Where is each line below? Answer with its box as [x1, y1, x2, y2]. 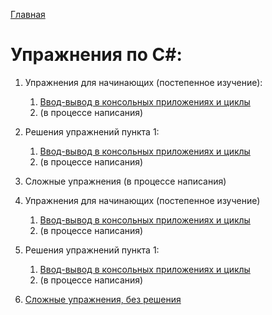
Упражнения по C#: [10, 44, 183, 66]
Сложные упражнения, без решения [24, 293, 182, 305]
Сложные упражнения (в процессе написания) [24, 175, 227, 187]
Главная [10, 9, 46, 20]
